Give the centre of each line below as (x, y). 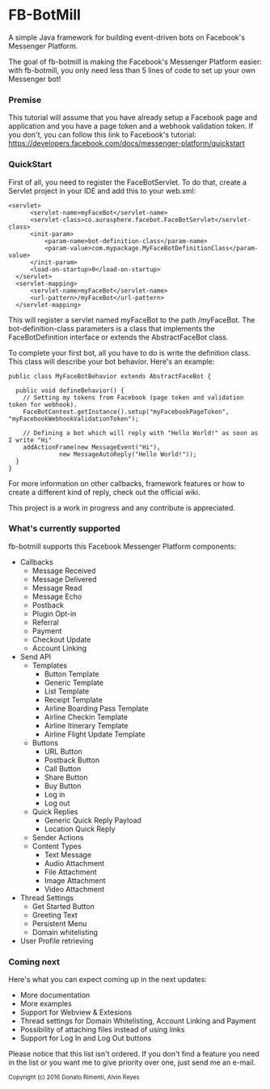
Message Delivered (64, 579)
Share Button (66, 777)
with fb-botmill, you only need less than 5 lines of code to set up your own (132, 70)
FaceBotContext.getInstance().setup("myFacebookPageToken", (126, 412)
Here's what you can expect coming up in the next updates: (108, 980)
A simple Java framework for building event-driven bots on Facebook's (127, 37)
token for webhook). (43, 404)
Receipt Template (73, 699)
